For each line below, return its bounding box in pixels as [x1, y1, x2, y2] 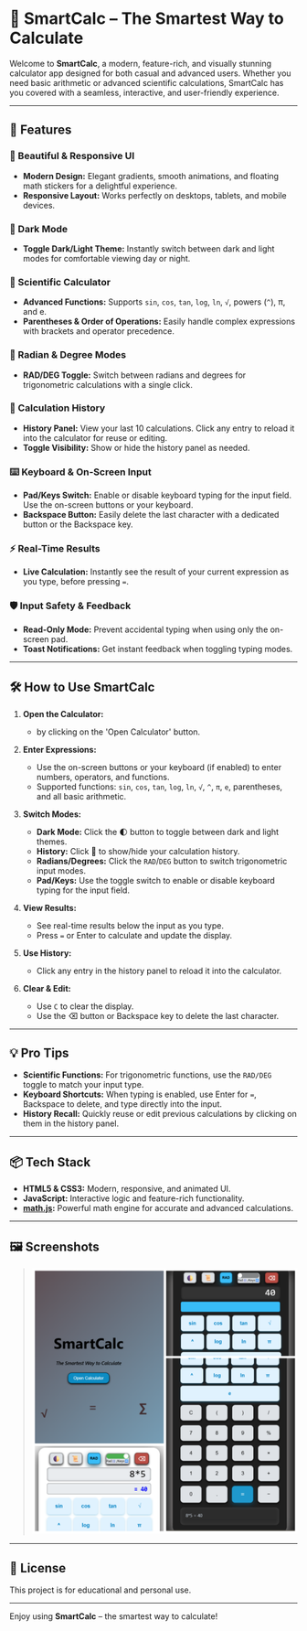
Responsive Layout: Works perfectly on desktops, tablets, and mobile [22, 189, 288, 200]
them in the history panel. [22, 1118, 120, 1129]
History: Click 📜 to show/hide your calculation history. [36, 845, 240, 856]
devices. [22, 199, 56, 210]
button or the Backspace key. [22, 519, 134, 530]
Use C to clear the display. [36, 1001, 134, 1012]
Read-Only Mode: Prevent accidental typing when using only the [22, 624, 269, 635]
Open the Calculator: [22, 708, 104, 719]
